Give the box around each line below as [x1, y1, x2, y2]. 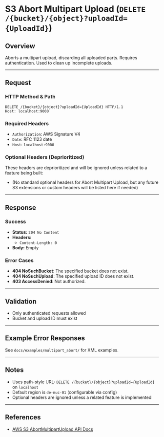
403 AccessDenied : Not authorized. [12, 279, 86, 284]
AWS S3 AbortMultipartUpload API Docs [12, 426, 94, 432]
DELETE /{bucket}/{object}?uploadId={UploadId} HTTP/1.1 [5, 104, 123, 109]
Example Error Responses [5, 334, 85, 343]
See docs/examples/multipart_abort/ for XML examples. [5, 347, 119, 353]
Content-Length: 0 [19, 240, 57, 245]
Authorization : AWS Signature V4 [12, 131, 81, 137]
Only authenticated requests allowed [12, 310, 86, 316]
